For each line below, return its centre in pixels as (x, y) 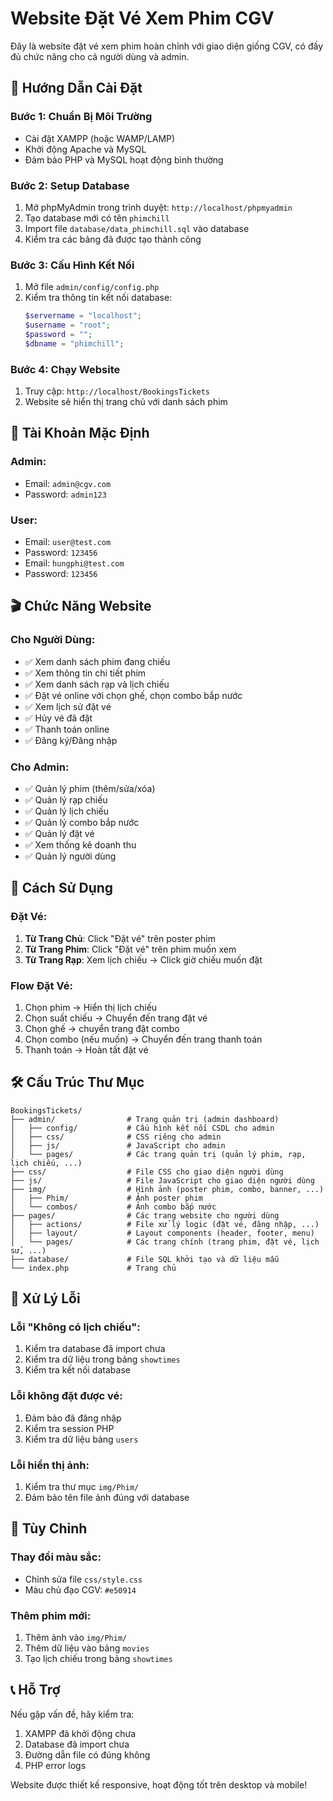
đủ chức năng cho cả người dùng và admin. (100, 56)
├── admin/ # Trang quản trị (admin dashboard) (145, 1119)
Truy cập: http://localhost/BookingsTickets (117, 391)
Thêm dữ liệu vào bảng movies (87, 1648)
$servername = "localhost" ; (83, 316)
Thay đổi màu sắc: (56, 1557)
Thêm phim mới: (51, 1615)
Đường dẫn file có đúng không (87, 1754)
